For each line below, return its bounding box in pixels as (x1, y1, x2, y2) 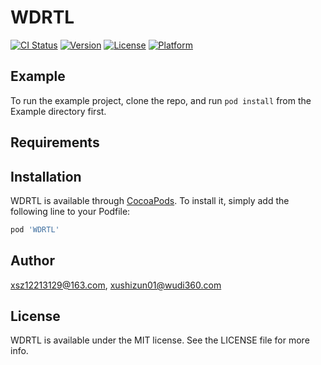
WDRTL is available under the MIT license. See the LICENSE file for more (10, 334, 310, 346)
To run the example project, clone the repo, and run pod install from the (10, 94, 312, 106)
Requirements (10, 134, 100, 151)
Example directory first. (10, 105, 107, 117)
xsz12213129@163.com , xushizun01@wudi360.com (10, 279, 222, 291)
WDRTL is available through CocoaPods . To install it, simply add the (10, 194, 290, 206)
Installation (10, 168, 82, 185)
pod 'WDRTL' (10, 224, 60, 235)
